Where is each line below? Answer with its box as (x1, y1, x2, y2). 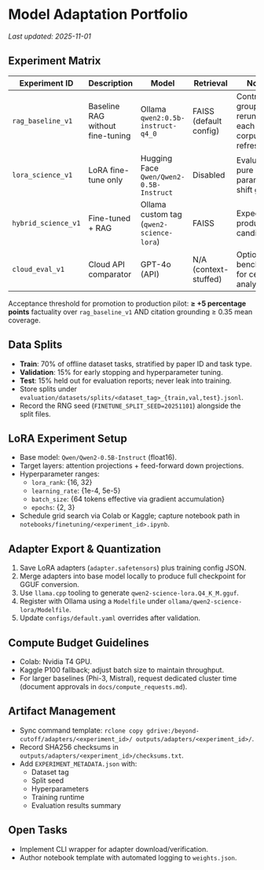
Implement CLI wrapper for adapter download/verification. (19, 844, 208, 853)
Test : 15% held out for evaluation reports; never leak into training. (19, 376, 232, 385)
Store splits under (19, 384, 77, 394)
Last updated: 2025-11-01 (8, 31, 92, 41)
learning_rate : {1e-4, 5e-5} (31, 486, 121, 496)
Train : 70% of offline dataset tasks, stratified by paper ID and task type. (19, 359, 252, 369)
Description (88, 77, 134, 88)
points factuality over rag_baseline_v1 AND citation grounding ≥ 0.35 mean (8, 307, 253, 316)
